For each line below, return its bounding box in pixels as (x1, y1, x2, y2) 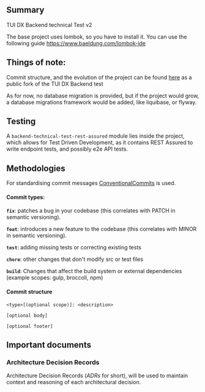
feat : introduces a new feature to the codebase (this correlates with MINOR (6, 225, 197, 233)
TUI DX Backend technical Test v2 (6, 21, 92, 28)
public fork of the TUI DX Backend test (6, 80, 104, 88)
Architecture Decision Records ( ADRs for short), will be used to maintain (6, 372, 188, 379)
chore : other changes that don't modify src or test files (6, 255, 144, 263)
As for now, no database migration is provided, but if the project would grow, (6, 92, 199, 99)
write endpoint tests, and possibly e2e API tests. (6, 145, 129, 153)
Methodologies (6, 163, 65, 173)
